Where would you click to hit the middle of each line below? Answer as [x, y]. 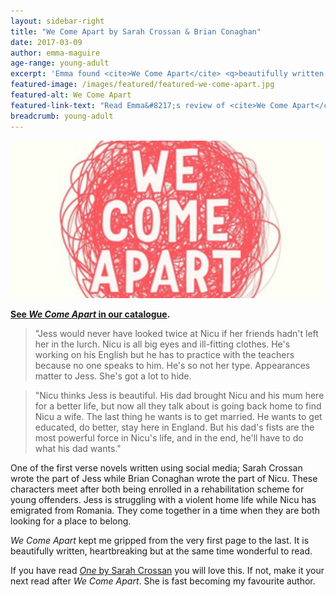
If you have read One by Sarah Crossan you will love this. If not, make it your [167, 571]
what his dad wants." [78, 449]
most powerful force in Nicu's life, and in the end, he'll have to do [169, 438]
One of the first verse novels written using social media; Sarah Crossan [156, 468]
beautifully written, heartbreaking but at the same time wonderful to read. [161, 551]
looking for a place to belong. [71, 521]
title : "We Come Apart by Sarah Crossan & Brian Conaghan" [136, 31]
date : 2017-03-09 [46, 42]
